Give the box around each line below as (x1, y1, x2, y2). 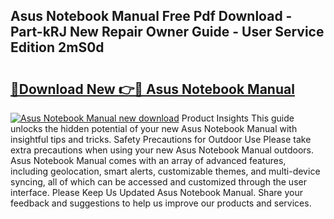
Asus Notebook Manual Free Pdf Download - (10, 8, 293, 25)
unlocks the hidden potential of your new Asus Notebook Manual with (10, 123, 298, 134)
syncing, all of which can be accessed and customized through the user (10, 176, 307, 188)
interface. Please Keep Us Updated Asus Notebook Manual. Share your (10, 187, 303, 198)
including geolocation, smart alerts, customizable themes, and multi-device (10, 165, 321, 177)
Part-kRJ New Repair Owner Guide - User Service (10, 24, 325, 41)
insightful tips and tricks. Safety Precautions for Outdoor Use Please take (10, 134, 312, 145)
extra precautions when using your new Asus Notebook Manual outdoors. (10, 144, 315, 156)
